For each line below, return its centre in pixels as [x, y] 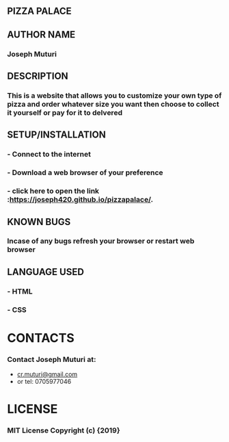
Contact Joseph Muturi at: [52, 359]
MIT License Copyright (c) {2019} [64, 430]
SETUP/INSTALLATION [56, 135]
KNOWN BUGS [39, 222]
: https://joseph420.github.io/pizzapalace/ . [80, 200]
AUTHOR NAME [41, 35]
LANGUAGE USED [45, 272]
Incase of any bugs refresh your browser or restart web [101, 241]
